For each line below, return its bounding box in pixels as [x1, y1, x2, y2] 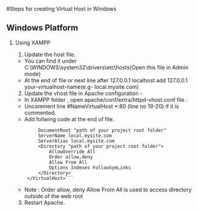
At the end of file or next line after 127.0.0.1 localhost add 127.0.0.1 [24, 76, 188, 84]
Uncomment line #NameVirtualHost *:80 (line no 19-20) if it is [24, 102, 179, 110]
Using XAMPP [15, 39, 51, 46]
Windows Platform [6, 23, 79, 33]
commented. [24, 109, 57, 116]
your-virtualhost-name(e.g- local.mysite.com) [24, 83, 139, 90]
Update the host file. [24, 51, 76, 58]
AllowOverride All [49, 149, 96, 155]
